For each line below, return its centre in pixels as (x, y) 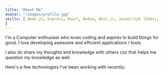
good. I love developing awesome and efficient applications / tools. (74, 43)
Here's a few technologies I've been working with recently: (65, 67)
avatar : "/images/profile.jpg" (38, 14)
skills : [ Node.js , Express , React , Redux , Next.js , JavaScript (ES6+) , (82, 19)
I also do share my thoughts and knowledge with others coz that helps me (81, 52)
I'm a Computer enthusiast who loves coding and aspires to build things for (82, 37)
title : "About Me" (24, 10)
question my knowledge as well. (38, 58)
